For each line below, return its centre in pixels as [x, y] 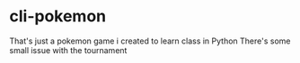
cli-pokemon [58, 16]
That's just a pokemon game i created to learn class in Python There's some [150, 41]
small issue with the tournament [68, 50]
